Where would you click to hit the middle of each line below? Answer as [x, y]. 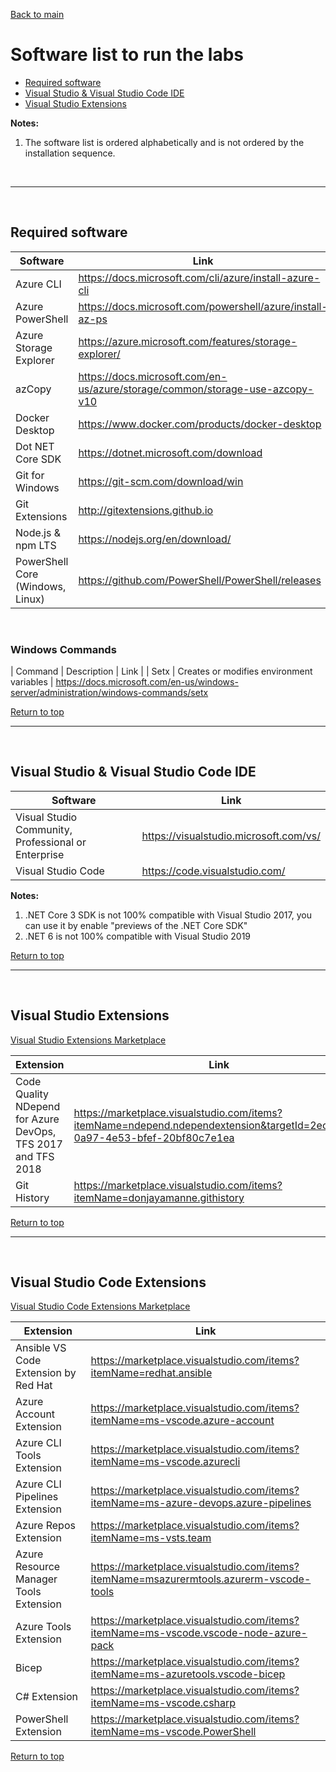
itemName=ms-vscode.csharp [163, 1703]
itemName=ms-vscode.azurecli [165, 1462]
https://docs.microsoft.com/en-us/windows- [147, 682]
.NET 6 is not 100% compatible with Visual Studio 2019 [138, 936]
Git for [30, 475]
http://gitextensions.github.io [146, 510]
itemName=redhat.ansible [151, 1373]
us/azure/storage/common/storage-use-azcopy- [196, 389]
